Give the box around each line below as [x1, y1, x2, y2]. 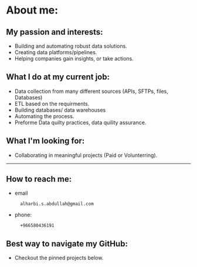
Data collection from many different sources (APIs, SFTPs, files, [14, 88, 168, 95]
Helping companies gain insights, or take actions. [14, 55, 134, 62]
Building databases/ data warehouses [14, 106, 106, 114]
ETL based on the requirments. [14, 100, 90, 107]
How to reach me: [6, 174, 72, 184]
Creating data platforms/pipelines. [14, 49, 97, 56]
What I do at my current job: [6, 72, 110, 82]
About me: [6, 4, 59, 17]
